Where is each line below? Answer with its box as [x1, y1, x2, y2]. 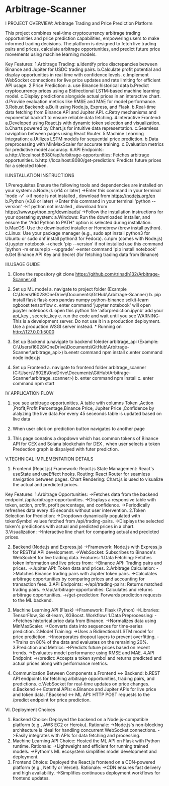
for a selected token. [5, 162, 48, 168]
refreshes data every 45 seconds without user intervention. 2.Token [5, 507, 146, 513]
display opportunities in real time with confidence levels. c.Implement [5, 71, 149, 77]
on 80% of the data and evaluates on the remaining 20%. [29, 639, 148, 645]
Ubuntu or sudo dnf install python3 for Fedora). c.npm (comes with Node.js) [5, 235, 163, 241]
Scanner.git [12, 276, 37, 282]
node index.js [12, 355, 41, 361]
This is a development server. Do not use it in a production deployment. [12, 318, 161, 324]
